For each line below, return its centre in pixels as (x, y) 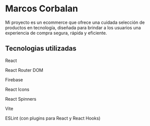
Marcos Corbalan (42, 9)
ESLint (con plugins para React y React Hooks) (53, 118)
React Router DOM (24, 70)
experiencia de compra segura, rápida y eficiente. (56, 33)
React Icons (17, 89)
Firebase (14, 79)
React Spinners (21, 99)
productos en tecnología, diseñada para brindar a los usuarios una (73, 27)
